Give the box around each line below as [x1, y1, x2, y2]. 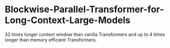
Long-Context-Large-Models [5, 14, 131, 26]
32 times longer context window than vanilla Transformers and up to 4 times [5, 31, 165, 37]
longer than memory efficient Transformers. [5, 37, 97, 43]
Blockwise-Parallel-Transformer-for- [5, 4, 164, 15]
